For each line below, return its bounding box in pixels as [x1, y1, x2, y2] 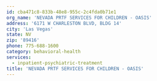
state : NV [6, 32, 32, 38]
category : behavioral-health [6, 49, 81, 55]
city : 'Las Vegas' [6, 26, 53, 32]
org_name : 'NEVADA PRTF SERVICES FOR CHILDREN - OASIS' [6, 15, 152, 21]
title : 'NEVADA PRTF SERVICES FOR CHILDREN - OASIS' [6, 65, 144, 72]
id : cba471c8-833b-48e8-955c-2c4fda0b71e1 [6, 9, 117, 15]
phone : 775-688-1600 [6, 43, 59, 49]
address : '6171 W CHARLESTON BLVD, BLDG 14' [6, 20, 122, 26]
